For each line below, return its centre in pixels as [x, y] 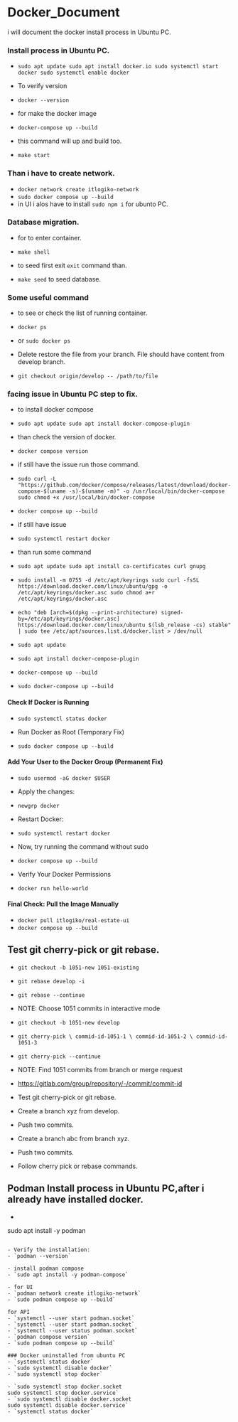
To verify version [42, 86]
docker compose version [53, 451]
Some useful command [48, 297]
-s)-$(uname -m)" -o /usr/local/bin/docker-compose [147, 491]
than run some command [54, 552]
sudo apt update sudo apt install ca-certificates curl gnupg [112, 567]
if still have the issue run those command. [79, 465]
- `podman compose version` [49, 1337]
